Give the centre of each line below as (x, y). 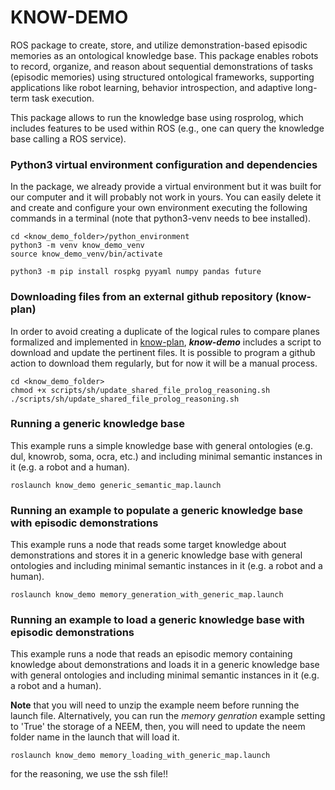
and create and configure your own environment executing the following (159, 208)
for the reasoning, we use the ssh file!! (89, 774)
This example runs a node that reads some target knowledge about (148, 545)
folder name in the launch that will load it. (95, 737)
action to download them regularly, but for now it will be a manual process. (164, 363)
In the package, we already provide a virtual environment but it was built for (166, 187)
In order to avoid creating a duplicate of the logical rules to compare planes (165, 331)
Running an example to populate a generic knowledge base (157, 510)
